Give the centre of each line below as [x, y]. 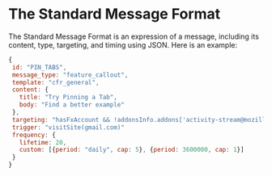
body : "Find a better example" [72, 105]
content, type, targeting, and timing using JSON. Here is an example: [123, 44]
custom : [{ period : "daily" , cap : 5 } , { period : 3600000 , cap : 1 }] [132, 150]
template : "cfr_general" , [55, 82]
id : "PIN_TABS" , [39, 67]
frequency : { [34, 135]
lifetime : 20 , [43, 142]
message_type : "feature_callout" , [70, 75]
